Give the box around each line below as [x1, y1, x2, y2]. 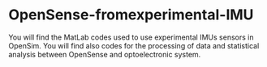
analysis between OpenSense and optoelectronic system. [8, 49, 201, 59]
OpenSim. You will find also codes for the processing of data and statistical [8, 40, 260, 50]
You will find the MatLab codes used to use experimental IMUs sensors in [8, 32, 254, 42]
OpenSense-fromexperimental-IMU [8, 6, 254, 24]
